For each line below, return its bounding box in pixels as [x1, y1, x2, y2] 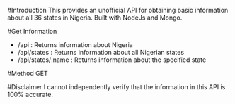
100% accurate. [7, 91, 53, 98]
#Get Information [7, 27, 57, 35]
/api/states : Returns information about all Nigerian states [17, 48, 185, 56]
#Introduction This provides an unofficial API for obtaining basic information [7, 6, 229, 14]
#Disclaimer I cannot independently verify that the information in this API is [7, 83, 226, 91]
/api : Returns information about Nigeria [17, 41, 133, 48]
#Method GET [7, 70, 48, 77]
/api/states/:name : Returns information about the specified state [17, 56, 207, 64]
